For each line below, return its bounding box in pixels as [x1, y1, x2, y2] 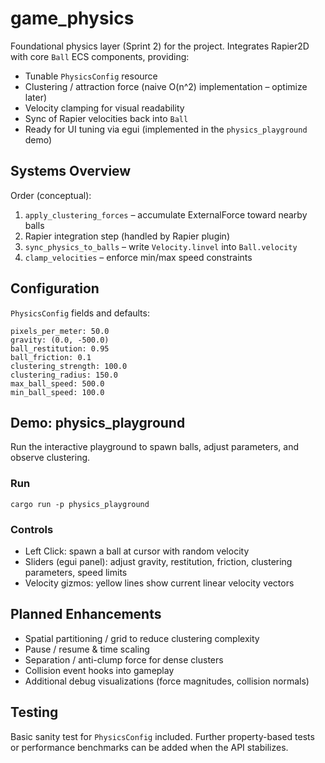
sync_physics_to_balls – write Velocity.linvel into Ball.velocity [24, 240, 298, 252]
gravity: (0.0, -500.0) [10, 335, 110, 345]
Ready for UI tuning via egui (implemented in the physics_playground [24, 123, 308, 135]
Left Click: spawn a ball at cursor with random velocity [24, 545, 250, 557]
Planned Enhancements [10, 606, 162, 623]
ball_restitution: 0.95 [10, 343, 110, 354]
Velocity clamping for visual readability [24, 102, 185, 114]
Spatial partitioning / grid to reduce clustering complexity [24, 632, 260, 644]
